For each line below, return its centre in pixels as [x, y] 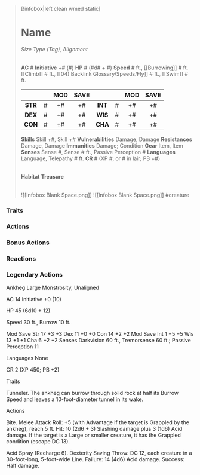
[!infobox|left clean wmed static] [61, 9]
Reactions [21, 258]
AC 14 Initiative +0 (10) [34, 299]
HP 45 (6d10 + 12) [28, 311]
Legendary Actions [34, 274]
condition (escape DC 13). [38, 441]
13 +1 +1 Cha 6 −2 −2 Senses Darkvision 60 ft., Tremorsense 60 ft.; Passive [99, 340]
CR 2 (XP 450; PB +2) [33, 369]
